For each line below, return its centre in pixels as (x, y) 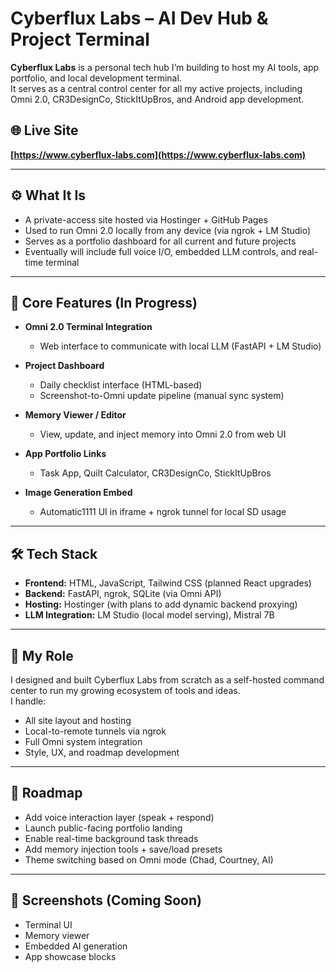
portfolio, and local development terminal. (96, 78)
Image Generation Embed (78, 493)
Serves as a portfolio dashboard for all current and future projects (160, 241)
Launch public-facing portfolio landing (103, 828)
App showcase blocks (70, 956)
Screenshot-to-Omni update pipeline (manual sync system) (162, 396)
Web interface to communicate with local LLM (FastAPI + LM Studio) (180, 346)
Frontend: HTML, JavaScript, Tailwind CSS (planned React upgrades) (168, 583)
